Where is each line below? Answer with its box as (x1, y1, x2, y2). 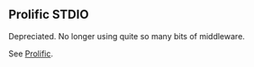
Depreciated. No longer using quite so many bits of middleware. (8, 30, 245, 41)
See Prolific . (8, 48, 54, 59)
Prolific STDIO (8, 7, 89, 22)
